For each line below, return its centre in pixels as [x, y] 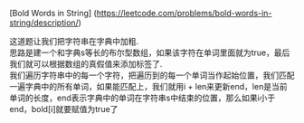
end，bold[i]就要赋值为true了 [64, 109]
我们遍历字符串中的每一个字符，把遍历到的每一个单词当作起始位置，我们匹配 [152, 75]
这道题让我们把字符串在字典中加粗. [74, 41]
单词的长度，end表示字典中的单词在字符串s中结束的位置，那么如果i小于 [142, 98]
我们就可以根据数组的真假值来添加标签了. [86, 64]
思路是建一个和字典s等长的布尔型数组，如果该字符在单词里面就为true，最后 [150, 52]
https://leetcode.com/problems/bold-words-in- [184, 13]
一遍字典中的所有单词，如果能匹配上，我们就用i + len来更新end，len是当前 [148, 86]
